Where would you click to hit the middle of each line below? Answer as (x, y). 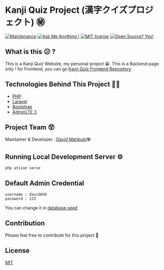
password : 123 (21, 199)
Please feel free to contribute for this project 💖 (52, 235)
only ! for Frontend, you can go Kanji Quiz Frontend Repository (68, 69)
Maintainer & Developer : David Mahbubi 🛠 (48, 139)
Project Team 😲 (30, 127)
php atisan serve (23, 168)
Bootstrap (22, 107)
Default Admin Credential (45, 183)
